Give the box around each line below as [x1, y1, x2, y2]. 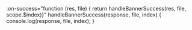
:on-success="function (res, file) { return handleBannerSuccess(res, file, [6, 5, 187, 12]
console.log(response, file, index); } [6, 18, 94, 24]
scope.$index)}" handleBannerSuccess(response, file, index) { [6, 11, 161, 18]
